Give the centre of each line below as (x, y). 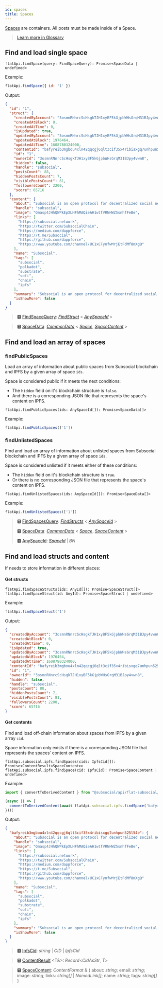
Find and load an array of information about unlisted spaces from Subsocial (81, 451)
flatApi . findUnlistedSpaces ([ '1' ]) (41, 512)
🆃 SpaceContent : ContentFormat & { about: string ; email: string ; (81, 970)
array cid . (15, 738)
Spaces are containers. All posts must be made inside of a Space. (71, 28)
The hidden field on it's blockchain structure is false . (65, 391)
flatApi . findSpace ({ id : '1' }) (38, 86)
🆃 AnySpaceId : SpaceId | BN (46, 541)
